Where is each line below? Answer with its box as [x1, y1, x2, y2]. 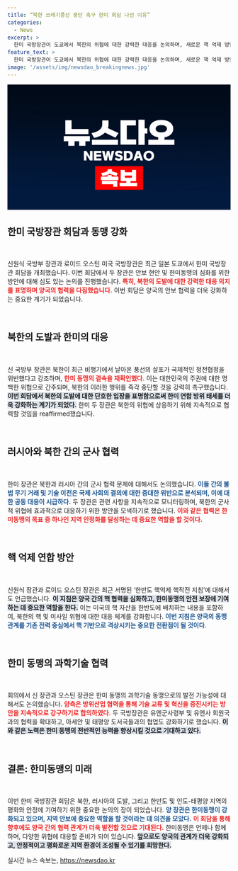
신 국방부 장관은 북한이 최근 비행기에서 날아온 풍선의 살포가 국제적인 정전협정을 [7, 365, 225, 373]
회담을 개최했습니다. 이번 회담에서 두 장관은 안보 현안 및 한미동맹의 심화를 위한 [14, 268, 230, 277]
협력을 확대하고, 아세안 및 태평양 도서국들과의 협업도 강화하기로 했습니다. [20, 717, 221, 726]
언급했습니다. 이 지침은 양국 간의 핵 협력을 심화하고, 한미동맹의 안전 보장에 [14, 594, 217, 603]
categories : [7, 18, 42, 26]
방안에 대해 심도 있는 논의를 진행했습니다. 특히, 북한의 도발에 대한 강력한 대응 [7, 277, 217, 286]
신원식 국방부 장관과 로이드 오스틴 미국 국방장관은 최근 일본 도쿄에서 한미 [7, 259, 208, 268]
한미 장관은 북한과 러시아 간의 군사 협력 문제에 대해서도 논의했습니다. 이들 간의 [7, 479, 222, 488]
